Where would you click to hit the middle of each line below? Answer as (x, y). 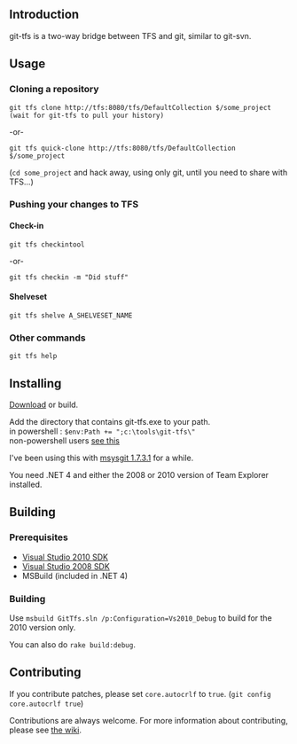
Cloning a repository (54, 90)
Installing (35, 384)
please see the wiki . (46, 730)
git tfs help (33, 356)
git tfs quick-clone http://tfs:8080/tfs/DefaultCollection (123, 148)
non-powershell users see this (65, 440)
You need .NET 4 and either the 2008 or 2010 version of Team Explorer (139, 474)
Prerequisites (39, 537)
